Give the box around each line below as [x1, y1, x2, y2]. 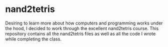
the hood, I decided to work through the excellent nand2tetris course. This [5, 25, 159, 31]
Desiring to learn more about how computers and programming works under [5, 20, 163, 26]
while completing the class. [5, 36, 62, 42]
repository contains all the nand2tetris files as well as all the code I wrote [5, 30, 156, 36]
